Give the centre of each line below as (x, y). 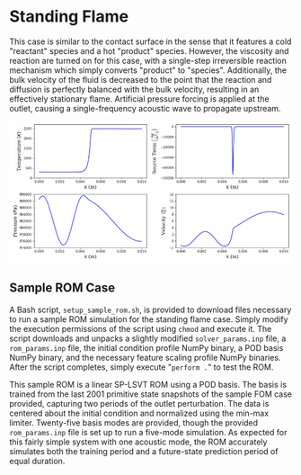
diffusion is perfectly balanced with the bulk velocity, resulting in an (134, 89)
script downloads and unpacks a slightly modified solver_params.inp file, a (148, 338)
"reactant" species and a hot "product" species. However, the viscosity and (149, 50)
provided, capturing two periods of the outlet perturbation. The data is (139, 403)
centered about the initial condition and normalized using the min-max (139, 413)
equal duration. (37, 461)
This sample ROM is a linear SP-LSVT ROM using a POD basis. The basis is (148, 384)
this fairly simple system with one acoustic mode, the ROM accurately (138, 442)
